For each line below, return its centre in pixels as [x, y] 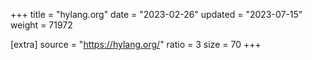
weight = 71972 [41, 25]
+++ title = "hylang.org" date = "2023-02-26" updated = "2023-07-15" [156, 14]
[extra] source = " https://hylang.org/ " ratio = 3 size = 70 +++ [136, 44]
